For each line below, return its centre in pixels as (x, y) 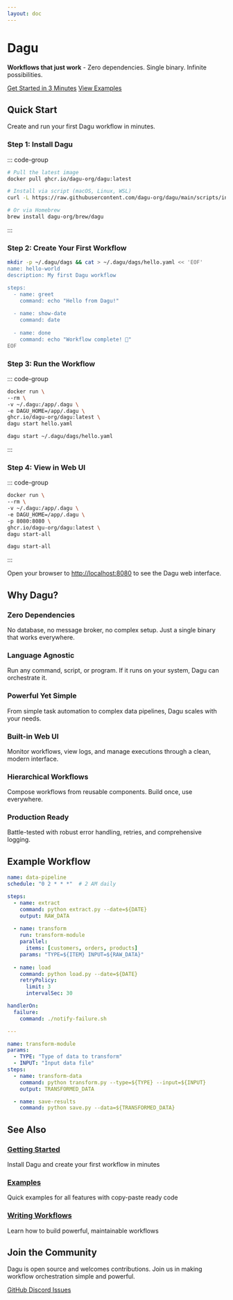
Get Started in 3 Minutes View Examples (64, 88)
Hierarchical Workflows (48, 777)
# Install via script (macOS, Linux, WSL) (69, 192)
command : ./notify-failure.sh (63, 1019)
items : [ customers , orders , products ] (81, 948)
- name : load (32, 968)
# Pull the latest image (43, 172)
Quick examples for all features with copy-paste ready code (93, 1197)
